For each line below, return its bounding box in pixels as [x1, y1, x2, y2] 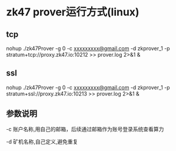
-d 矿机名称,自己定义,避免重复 [6, 138, 78, 145]
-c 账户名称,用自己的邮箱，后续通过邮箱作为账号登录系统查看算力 [6, 125, 164, 133]
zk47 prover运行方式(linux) [6, 5, 140, 19]
